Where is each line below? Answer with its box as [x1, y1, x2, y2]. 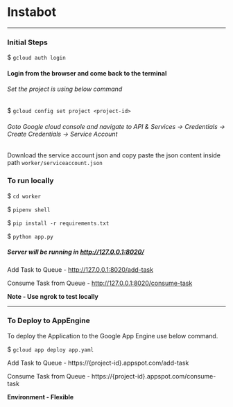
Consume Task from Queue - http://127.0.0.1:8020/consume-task [7, 279, 193, 287]
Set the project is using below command [7, 85, 123, 94]
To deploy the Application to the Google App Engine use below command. [7, 331, 218, 340]
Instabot [7, 4, 57, 20]
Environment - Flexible [7, 392, 74, 401]
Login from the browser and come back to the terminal [7, 69, 167, 77]
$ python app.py [7, 232, 53, 240]
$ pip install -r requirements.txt [7, 218, 110, 227]
